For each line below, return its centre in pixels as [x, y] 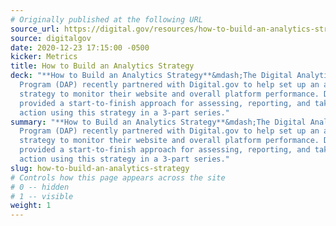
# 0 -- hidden [40, 187]
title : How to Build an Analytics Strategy [102, 66]
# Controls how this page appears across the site [118, 177]
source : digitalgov [51, 38]
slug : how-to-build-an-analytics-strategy [100, 168]
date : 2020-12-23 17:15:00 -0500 [80, 47]
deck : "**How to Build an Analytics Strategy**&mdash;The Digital [151, 76]
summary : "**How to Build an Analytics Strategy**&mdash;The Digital [158, 122]
